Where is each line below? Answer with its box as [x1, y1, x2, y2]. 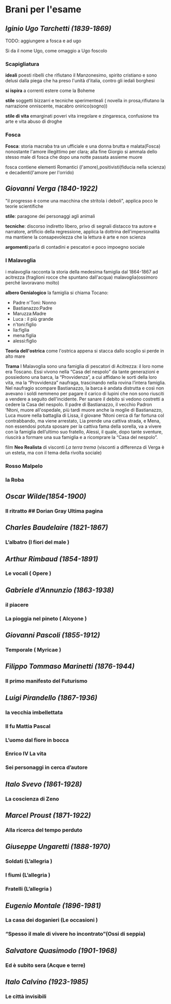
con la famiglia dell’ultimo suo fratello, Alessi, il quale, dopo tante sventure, [5, 428, 163, 435]
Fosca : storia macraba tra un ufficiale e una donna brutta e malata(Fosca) [5, 143, 161, 149]
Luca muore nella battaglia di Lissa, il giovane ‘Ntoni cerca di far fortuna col [5, 412, 164, 418]
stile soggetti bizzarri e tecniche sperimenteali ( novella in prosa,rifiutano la [5, 98, 165, 104]
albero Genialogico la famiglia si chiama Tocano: [5, 289, 109, 296]
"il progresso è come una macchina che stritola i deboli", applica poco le [5, 198, 158, 204]
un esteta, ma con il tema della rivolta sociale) [5, 449, 102, 455]
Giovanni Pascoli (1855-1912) [5, 631, 100, 640]
